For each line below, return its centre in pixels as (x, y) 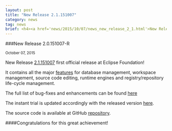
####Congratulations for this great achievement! (57, 123)
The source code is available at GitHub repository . (58, 113)
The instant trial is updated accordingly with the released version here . (80, 103)
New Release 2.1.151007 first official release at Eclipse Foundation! (75, 62)
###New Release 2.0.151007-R (38, 43)
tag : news (16, 24)
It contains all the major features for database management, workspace (81, 73)
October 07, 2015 (20, 53)
